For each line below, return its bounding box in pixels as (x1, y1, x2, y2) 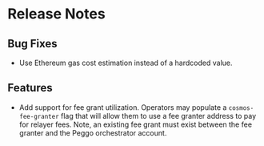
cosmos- (228, 103, 254, 112)
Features (7, 81, 53, 95)
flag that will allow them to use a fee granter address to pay (60, 111, 257, 120)
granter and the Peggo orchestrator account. (18, 128, 167, 137)
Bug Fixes (7, 37, 58, 51)
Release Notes (7, 5, 106, 23)
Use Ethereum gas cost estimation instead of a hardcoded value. (18, 58, 233, 67)
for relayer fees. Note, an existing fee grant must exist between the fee (18, 120, 253, 129)
